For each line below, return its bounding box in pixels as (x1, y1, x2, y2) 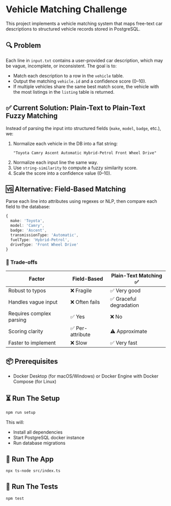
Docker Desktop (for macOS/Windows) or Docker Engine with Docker (13, 373, 159, 379)
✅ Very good (110, 287, 141, 294)
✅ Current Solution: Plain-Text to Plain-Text (6, 103, 146, 113)
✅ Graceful (110, 295, 136, 302)
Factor (28, 275, 45, 282)
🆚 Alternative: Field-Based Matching (6, 184, 126, 193)
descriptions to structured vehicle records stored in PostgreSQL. (6, 25, 141, 32)
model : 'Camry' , (10, 223, 45, 228)
